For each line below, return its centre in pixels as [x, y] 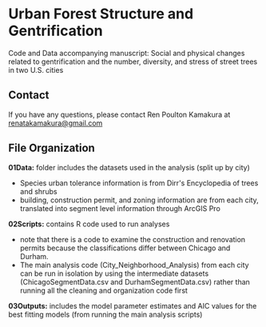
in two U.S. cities [36, 70]
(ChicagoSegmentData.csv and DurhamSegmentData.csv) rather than [135, 281]
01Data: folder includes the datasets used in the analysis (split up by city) [129, 167]
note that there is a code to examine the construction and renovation [133, 239]
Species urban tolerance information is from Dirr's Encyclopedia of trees [139, 183]
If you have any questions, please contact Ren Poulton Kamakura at [119, 114]
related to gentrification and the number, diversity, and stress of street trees [133, 62]
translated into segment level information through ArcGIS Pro [120, 208]
